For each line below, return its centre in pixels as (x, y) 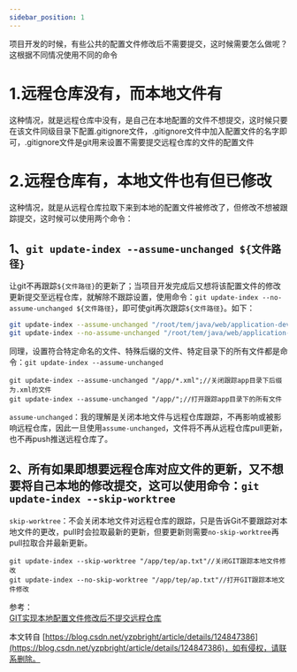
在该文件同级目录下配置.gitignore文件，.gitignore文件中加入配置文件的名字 (145, 131)
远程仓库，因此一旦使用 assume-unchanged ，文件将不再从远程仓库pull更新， (152, 428)
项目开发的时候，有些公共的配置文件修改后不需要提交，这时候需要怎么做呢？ (148, 43)
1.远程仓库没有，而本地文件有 (116, 93)
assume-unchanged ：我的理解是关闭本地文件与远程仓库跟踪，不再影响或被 (141, 417)
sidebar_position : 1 (47, 17)
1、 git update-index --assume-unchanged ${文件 (140, 248)
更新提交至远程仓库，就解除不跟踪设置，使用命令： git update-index (134, 297)
